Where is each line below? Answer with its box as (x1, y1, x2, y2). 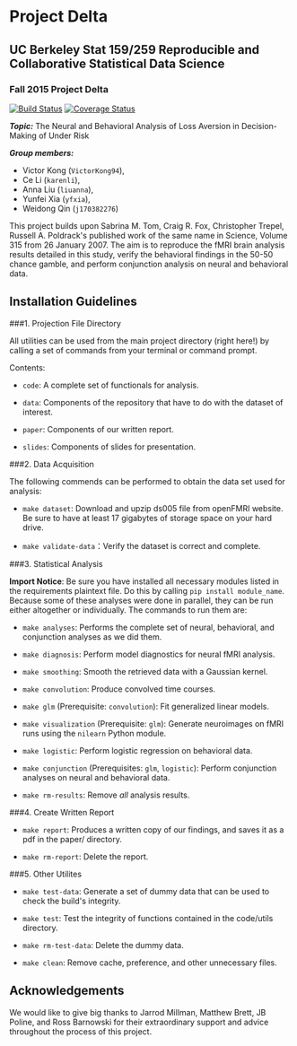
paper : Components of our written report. (22, 423, 175, 434)
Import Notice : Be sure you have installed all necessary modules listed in (9, 576, 280, 587)
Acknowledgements (9, 983, 125, 998)
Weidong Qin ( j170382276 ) (22, 203, 119, 214)
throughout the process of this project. (9, 1025, 153, 1037)
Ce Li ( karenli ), (22, 174, 81, 185)
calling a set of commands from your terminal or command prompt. (9, 344, 258, 355)
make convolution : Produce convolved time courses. (22, 684, 216, 694)
